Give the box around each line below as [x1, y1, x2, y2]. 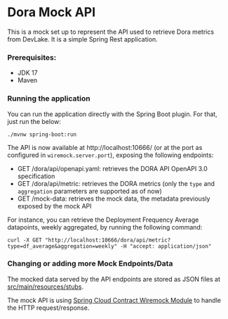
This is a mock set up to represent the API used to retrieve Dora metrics [7, 27, 215, 36]
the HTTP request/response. [7, 304, 90, 312]
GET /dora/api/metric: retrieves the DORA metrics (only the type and [17, 179, 215, 187]
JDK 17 [17, 68, 38, 77]
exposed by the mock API [17, 201, 93, 210]
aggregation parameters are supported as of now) [17, 187, 163, 195]
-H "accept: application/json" [120, 242, 212, 250]
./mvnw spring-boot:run [7, 131, 77, 138]
